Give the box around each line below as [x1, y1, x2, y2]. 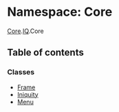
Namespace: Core [7, 4, 113, 20]
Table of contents [7, 47, 84, 58]
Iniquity [17, 90, 39, 98]
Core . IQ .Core [7, 27, 44, 35]
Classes [7, 67, 35, 77]
